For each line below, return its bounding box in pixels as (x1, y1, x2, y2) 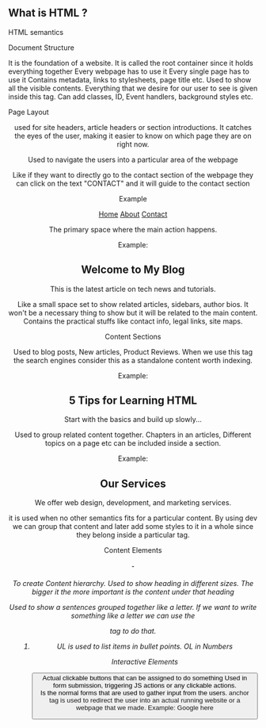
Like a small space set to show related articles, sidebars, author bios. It (17, 299, 249, 308)
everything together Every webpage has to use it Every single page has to (8, 67, 249, 76)
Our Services (100, 477, 166, 490)
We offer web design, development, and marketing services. (34, 498, 232, 508)
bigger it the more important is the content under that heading (31, 587, 235, 597)
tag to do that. (109, 626, 157, 636)
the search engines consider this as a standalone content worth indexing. (13, 355, 253, 365)
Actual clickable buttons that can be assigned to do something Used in (42, 674, 248, 683)
